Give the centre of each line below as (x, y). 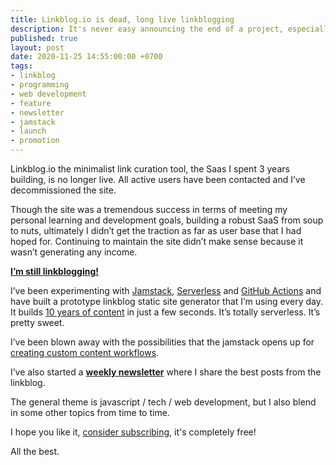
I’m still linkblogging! (55, 271)
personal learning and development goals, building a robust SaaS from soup (167, 220)
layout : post (37, 47)
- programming (40, 85)
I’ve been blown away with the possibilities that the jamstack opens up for (162, 342)
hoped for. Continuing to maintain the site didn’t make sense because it (157, 241)
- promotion (35, 141)
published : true (44, 38)
